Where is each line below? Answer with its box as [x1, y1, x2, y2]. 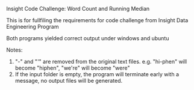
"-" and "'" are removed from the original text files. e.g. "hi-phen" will [14, 58, 187, 65]
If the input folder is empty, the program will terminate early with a [14, 71, 180, 77]
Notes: [6, 46, 23, 53]
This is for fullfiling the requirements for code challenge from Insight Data [6, 17, 189, 23]
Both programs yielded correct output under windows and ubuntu [6, 35, 169, 41]
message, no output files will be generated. [14, 77, 123, 84]
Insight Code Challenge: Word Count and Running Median [6, 5, 150, 12]
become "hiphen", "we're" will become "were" [14, 64, 130, 71]
